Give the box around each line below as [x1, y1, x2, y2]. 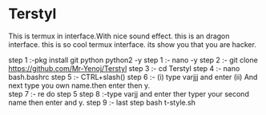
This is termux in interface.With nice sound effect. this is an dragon [8, 31, 230, 41]
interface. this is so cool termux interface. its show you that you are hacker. [8, 39, 256, 49]
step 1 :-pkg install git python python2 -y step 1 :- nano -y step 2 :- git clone [8, 55, 258, 65]
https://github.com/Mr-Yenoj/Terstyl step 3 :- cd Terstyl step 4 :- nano [8, 63, 240, 73]
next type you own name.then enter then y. [8, 81, 151, 90]
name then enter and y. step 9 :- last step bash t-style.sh [8, 97, 196, 107]
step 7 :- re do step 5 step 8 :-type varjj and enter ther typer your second [8, 89, 250, 98]
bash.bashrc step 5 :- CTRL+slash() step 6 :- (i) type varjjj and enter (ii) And [8, 72, 258, 81]
